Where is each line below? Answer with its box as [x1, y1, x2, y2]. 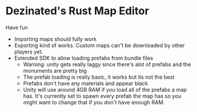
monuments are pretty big [23, 67, 87, 74]
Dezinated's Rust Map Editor [5, 4, 149, 18]
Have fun [5, 24, 28, 31]
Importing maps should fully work [14, 35, 97, 42]
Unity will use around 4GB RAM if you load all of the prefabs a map [23, 86, 187, 93]
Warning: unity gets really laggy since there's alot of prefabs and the [23, 61, 192, 68]
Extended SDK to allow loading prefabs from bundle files [14, 54, 154, 61]
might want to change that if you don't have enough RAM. [23, 98, 165, 105]
